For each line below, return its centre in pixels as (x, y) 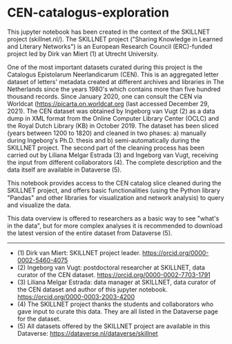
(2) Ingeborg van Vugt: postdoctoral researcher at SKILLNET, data (111, 267)
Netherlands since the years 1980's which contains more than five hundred (114, 89)
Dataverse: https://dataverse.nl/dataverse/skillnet (87, 333)
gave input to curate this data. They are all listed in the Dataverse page (118, 311)
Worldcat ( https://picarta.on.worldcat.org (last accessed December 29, (108, 103)
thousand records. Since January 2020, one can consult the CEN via (105, 96)
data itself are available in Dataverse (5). (65, 170)
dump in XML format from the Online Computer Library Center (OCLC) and (113, 118)
